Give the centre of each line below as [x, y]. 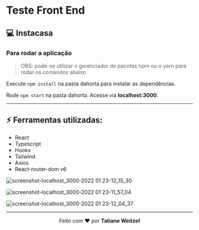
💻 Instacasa [30, 33]
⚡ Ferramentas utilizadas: [54, 120]
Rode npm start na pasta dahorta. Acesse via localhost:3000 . [82, 95]
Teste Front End [46, 10]
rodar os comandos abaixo [53, 72]
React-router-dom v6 [41, 169]
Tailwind [25, 156]
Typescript [28, 144]
